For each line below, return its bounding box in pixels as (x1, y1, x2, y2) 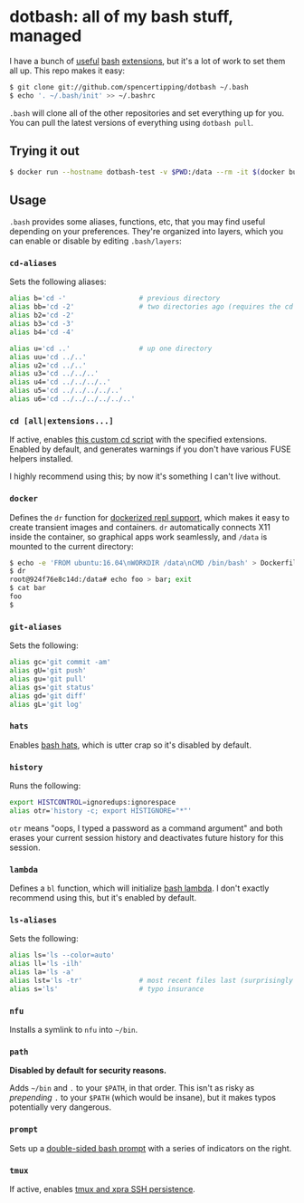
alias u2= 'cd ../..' (9, 360, 88, 370)
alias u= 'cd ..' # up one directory (9, 344, 213, 353)
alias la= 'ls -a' (9, 968, 75, 977)
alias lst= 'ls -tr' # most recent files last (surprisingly (9, 976, 294, 985)
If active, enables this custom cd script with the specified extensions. (9, 434, 268, 445)
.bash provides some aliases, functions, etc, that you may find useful (9, 216, 265, 227)
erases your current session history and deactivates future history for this (9, 832, 284, 843)
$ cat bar (9, 584, 47, 593)
